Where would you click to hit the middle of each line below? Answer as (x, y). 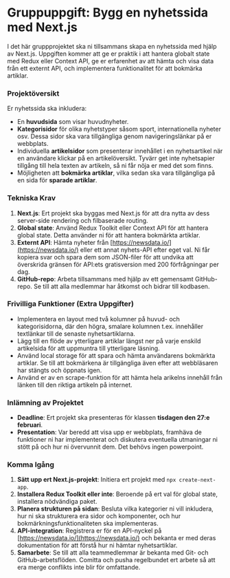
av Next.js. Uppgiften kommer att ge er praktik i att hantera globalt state (108, 54)
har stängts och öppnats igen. (59, 370)
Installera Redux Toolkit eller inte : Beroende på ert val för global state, (117, 494)
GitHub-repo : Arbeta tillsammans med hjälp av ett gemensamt (105, 279)
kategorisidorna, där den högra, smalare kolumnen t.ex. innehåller (110, 326)
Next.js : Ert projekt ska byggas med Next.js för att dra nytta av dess (113, 213)
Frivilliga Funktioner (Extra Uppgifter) (70, 304)
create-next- (197, 480)
